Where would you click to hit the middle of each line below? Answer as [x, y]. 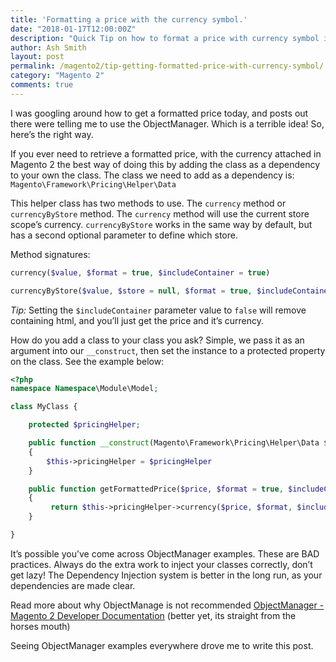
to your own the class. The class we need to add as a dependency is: [152, 175]
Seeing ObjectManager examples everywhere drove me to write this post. [162, 645]
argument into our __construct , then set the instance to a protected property [168, 350]
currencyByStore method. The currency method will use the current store [160, 213]
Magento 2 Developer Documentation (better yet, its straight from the [153, 615]
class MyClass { [44, 407]
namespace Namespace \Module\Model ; [84, 389]
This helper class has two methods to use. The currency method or [148, 203]
